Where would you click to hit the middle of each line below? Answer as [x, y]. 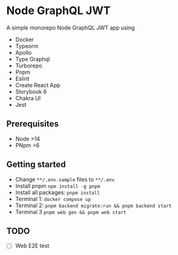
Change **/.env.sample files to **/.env [65, 179]
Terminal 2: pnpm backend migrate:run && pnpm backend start [93, 205]
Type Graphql [33, 59]
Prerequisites [33, 124]
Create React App [38, 85]
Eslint [22, 78]
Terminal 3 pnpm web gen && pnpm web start [71, 211]
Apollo [23, 52]
